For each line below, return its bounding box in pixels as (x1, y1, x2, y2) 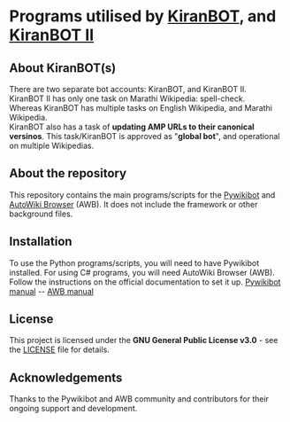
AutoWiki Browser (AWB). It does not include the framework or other (9, 199, 258, 209)
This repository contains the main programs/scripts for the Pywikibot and (9, 189, 276, 200)
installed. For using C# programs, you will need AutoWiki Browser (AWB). (9, 267, 276, 277)
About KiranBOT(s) (9, 60, 117, 75)
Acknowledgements (9, 370, 123, 385)
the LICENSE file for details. (9, 344, 111, 356)
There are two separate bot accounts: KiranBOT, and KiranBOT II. (9, 84, 248, 94)
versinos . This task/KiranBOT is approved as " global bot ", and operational (9, 131, 280, 141)
